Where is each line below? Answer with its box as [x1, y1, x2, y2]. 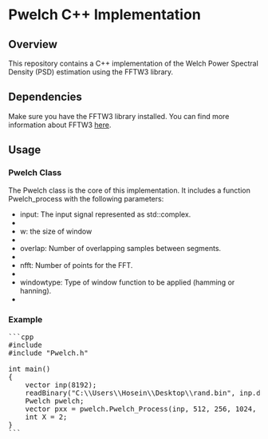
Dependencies [8, 90, 82, 104]
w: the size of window [19, 226, 93, 236]
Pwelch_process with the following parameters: [8, 194, 164, 203]
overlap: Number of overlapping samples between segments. [19, 243, 222, 253]
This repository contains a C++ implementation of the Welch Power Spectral [8, 58, 259, 68]
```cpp [8, 332, 34, 341]
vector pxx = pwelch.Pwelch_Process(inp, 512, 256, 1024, [25, 404, 257, 413]
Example [8, 314, 43, 325]
